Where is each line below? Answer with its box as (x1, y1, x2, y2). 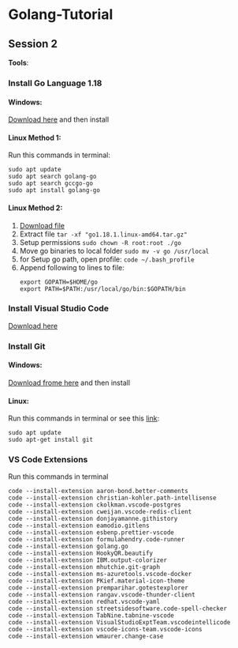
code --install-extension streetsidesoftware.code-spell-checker (8, 605, 227, 613)
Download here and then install (8, 115, 110, 124)
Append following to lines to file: (19, 262, 125, 272)
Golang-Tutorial (8, 6, 113, 24)
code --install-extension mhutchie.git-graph (8, 563, 160, 571)
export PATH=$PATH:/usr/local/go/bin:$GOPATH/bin (19, 284, 187, 293)
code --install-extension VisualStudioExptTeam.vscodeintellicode (8, 619, 231, 627)
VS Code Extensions (8, 454, 88, 465)
